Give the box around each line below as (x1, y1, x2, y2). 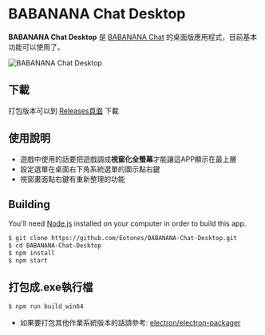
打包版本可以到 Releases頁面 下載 (8, 105, 120, 116)
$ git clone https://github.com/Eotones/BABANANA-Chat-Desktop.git (8, 235, 238, 242)
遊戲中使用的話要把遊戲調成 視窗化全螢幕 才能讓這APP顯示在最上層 (19, 154, 237, 164)
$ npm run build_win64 (8, 302, 84, 310)
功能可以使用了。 (8, 41, 65, 52)
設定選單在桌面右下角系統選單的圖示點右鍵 (19, 164, 160, 174)
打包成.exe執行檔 (8, 281, 93, 294)
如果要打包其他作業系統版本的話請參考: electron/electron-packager (19, 317, 241, 327)
